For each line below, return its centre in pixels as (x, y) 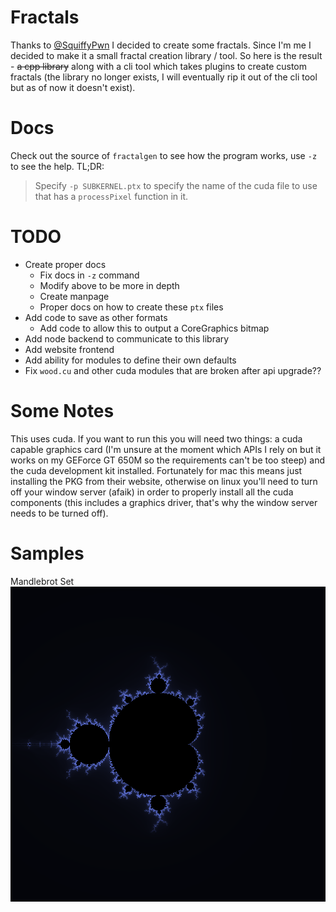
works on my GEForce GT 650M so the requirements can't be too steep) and (168, 460)
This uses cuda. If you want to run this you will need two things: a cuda (156, 438)
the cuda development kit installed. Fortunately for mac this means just (156, 470)
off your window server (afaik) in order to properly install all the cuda (152, 492)
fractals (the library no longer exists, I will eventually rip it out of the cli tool (164, 77)
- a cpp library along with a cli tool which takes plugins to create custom (159, 66)
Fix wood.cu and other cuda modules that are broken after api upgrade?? (173, 370)
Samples (47, 553)
